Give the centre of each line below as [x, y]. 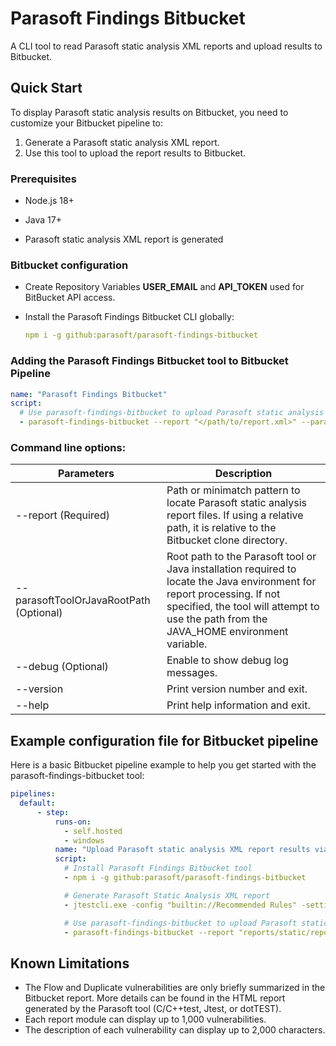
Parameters [86, 474]
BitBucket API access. [70, 298]
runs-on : [73, 822]
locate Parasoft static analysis [237, 503]
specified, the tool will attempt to [243, 607]
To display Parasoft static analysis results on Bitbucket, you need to [149, 112]
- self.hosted [93, 831]
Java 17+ [43, 220]
